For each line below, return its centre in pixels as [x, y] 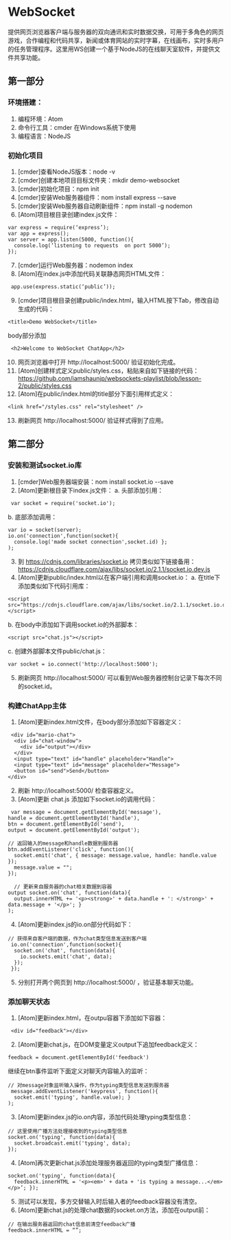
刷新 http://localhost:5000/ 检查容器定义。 [77, 791]
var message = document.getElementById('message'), [86, 812]
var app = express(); [39, 233]
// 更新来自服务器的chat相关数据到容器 [63, 887]
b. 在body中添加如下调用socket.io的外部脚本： [73, 624]
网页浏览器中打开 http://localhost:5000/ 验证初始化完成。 [98, 362]
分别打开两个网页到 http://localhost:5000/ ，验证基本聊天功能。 [107, 982]
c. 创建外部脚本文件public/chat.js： [57, 651]
